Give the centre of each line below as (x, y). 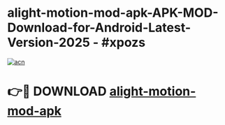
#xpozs (123, 43)
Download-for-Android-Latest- (99, 28)
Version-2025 (49, 43)
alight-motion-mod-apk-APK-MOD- (113, 13)
